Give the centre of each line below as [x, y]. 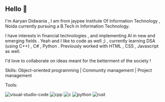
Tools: [11, 85]
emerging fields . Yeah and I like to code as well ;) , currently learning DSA [80, 41]
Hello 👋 [16, 9]
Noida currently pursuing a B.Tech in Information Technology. [67, 26]
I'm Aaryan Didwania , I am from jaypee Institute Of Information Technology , [83, 21]
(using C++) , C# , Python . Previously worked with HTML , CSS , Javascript [82, 46]
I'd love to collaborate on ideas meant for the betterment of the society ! [78, 61]
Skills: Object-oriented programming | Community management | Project [79, 70]
